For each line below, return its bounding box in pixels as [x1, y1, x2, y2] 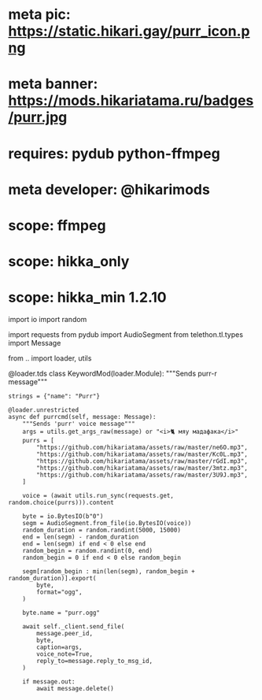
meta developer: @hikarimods [8, 180, 210, 198]
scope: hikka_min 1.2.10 [8, 289, 167, 306]
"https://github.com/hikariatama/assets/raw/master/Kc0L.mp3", [36, 450, 248, 458]
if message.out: [22, 678, 76, 686]
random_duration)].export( [8, 575, 97, 583]
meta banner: [8, 75, 98, 93]
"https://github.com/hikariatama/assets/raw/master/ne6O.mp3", [36, 443, 248, 452]
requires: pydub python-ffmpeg [8, 144, 220, 162]
